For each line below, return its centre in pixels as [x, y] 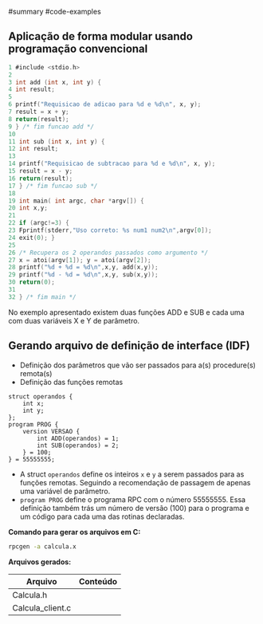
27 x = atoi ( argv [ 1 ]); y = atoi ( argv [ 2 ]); [80, 260]
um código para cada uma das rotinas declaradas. [102, 516]
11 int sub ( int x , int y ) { [57, 141]
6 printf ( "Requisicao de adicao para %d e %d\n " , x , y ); [105, 104]
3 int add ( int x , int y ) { [55, 82]
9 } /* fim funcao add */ [51, 127]
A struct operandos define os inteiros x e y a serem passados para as [132, 474]
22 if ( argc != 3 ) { [39, 223]
